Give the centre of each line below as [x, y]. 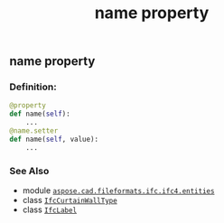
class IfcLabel [50, 209]
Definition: [33, 87]
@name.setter [34, 131]
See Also [29, 171]
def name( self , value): [54, 139]
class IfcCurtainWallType [70, 200]
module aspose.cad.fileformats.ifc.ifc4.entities [118, 190]
